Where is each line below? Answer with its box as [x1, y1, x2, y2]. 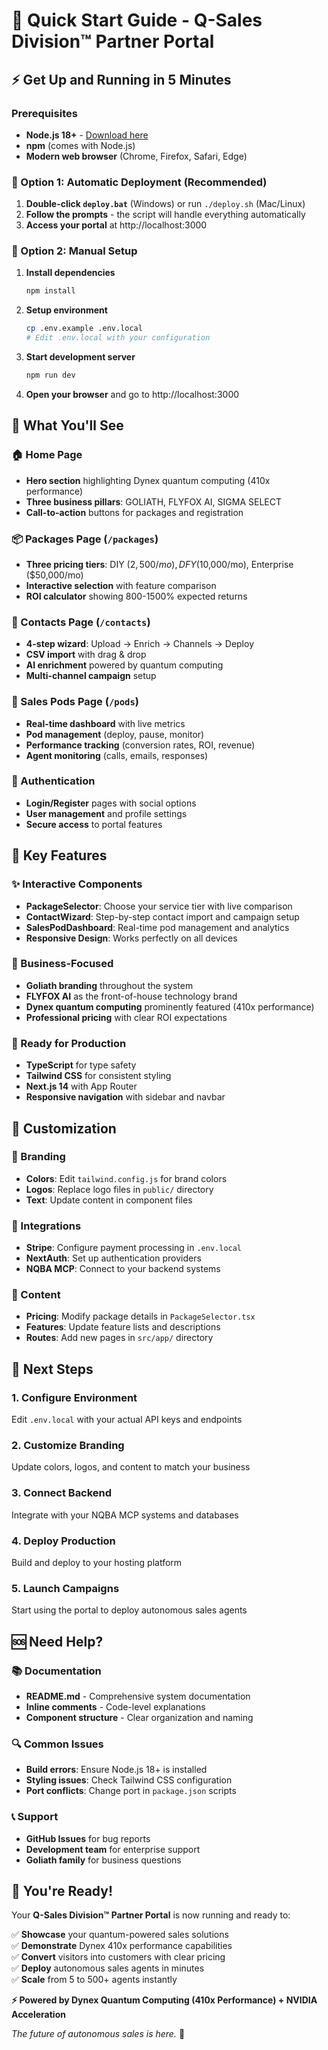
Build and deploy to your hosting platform [11, 1556, 183, 1568]
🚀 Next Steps [11, 1360, 94, 1378]
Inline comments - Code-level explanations [25, 1700, 206, 1713]
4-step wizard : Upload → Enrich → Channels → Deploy [25, 638, 254, 650]
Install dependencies [25, 267, 116, 279]
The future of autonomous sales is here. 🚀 [11, 2028, 186, 2040]
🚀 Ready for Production [11, 1036, 127, 1050]
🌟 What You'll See [11, 417, 124, 434]
